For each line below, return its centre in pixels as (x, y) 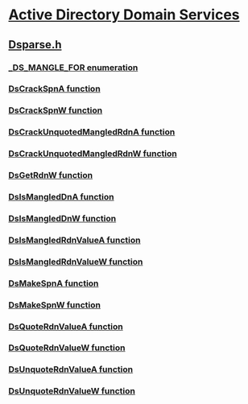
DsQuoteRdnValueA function (66, 326)
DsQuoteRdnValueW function (67, 348)
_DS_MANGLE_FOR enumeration (73, 68)
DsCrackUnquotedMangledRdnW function (93, 154)
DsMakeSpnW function (54, 305)
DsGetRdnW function (51, 175)
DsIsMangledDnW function (62, 218)
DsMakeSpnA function (54, 283)
